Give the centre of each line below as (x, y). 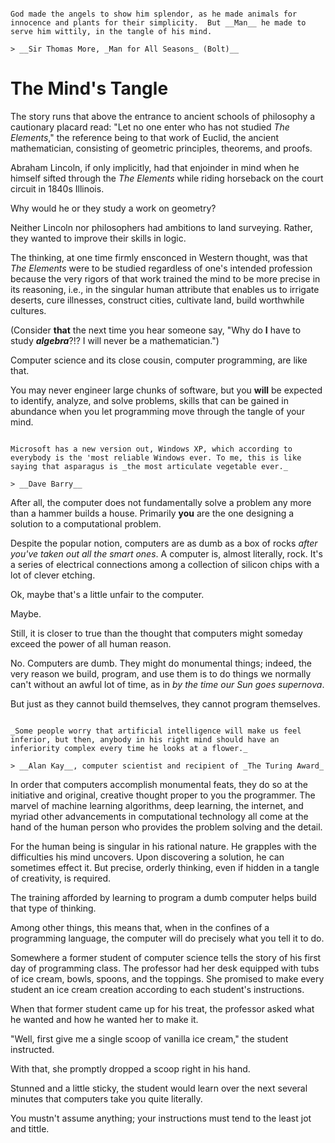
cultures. (28, 310)
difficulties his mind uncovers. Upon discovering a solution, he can (147, 857)
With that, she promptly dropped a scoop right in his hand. (130, 1068)
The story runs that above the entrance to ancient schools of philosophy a (163, 116)
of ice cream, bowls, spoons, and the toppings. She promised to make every (167, 978)
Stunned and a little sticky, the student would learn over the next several (159, 1088)
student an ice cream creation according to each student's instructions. (157, 989)
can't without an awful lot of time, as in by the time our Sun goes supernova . (167, 684)
